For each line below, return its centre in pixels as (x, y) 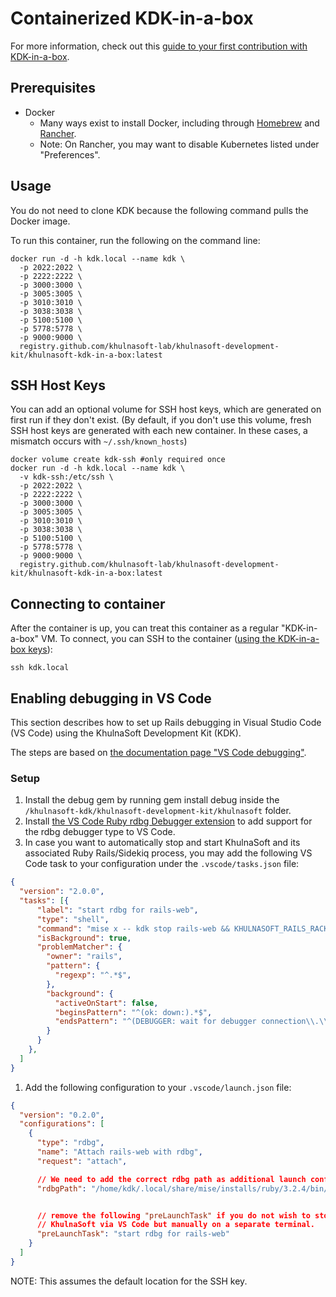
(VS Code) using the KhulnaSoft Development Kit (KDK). (126, 733)
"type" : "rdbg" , (70, 1143)
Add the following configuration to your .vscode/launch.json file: (158, 1087)
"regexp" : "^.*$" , (93, 975)
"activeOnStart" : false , (106, 1003)
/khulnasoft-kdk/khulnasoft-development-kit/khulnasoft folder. (158, 811)
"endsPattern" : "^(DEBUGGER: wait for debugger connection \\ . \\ (191, 1022)
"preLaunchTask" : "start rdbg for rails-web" (133, 1234)
